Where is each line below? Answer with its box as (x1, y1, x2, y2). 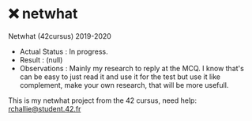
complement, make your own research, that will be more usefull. (19, 80, 229, 89)
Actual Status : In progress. (19, 47, 108, 56)
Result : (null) (19, 55, 63, 64)
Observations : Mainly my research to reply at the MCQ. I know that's (19, 63, 245, 73)
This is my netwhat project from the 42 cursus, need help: (8, 96, 197, 105)
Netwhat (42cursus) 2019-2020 (8, 31, 112, 40)
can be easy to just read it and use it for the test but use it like (19, 72, 221, 81)
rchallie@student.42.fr (8, 104, 81, 113)
